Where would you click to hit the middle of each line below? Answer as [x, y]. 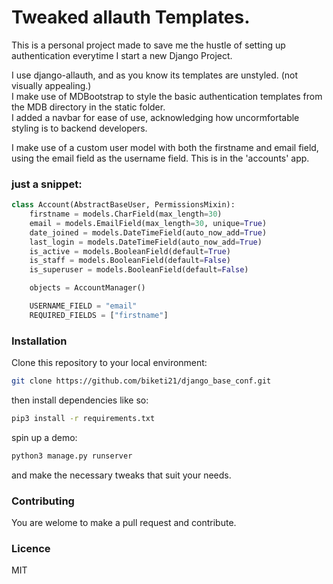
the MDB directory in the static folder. [88, 107]
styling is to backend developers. [79, 128]
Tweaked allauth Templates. [131, 17]
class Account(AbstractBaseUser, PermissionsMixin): [123, 205]
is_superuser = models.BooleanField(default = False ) [139, 270]
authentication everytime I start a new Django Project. [122, 55]
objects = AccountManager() [87, 288]
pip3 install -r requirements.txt [83, 419]
